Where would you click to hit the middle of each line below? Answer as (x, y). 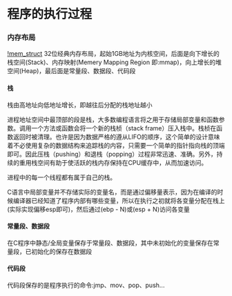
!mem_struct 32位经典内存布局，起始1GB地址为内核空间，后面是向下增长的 (113, 54)
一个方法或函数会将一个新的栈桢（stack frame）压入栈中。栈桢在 (124, 128)
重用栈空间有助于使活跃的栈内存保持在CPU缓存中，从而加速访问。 (113, 162)
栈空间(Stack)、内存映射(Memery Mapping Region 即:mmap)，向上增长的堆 (115, 62)
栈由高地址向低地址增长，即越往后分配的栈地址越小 (80, 105)
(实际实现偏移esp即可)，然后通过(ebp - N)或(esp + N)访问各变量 (98, 209)
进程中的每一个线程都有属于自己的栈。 (61, 177)
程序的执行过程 (50, 14)
